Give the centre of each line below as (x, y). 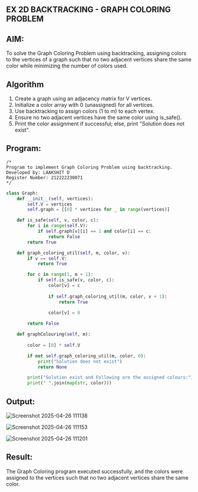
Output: (21, 401)
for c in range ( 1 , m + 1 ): (60, 275)
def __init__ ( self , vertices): (55, 198)
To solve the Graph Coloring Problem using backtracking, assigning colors (96, 53)
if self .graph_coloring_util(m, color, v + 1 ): (108, 296)
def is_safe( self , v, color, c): (58, 220)
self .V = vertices (50, 204)
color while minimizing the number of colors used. (67, 66)
